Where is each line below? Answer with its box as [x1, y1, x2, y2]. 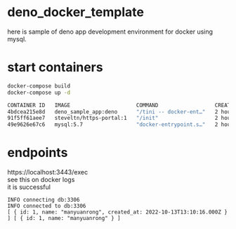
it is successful [7, 183, 51, 191]
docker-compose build [7, 82, 71, 90]
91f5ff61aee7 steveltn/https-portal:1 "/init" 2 [7, 115, 218, 122]
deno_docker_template [7, 4, 144, 20]
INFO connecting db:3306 [7, 197, 80, 204]
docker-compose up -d [7, 89, 71, 96]
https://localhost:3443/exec [7, 168, 88, 176]
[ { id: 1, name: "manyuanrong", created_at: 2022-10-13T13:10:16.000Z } [7, 209, 228, 216]
